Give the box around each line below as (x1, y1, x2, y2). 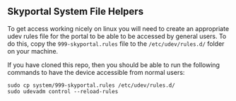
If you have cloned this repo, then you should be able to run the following (7, 60, 220, 69)
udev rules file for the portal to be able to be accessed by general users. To (7, 32, 227, 40)
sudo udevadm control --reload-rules (7, 88, 119, 95)
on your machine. (7, 47, 59, 55)
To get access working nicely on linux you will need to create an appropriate (7, 24, 230, 32)
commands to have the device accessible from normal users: (7, 68, 185, 76)
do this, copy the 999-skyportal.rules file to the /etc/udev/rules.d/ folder (7, 39, 225, 48)
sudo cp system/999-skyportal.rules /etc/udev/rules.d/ (7, 81, 175, 89)
